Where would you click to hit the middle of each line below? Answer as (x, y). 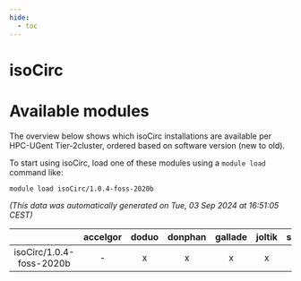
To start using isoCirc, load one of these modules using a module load (138, 163)
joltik (267, 236)
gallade (231, 236)
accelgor (103, 236)
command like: (36, 172)
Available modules (79, 111)
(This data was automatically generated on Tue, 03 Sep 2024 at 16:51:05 (144, 205)
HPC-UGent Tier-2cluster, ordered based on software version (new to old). (147, 145)
